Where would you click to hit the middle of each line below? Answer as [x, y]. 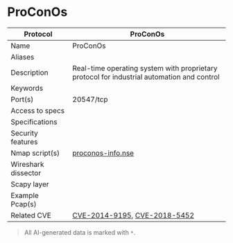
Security [24, 133]
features [24, 141]
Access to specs [37, 110]
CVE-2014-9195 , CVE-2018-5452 [133, 215]
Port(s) [22, 99]
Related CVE [31, 215]
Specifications [34, 122]
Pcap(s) [24, 204]
